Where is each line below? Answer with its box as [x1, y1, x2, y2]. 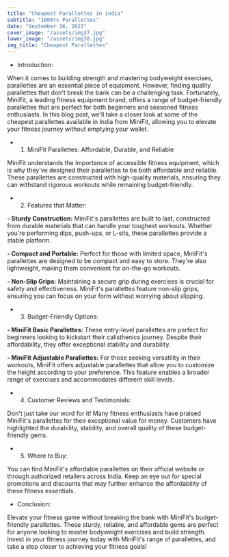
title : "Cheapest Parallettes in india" [7, 10, 124, 17]
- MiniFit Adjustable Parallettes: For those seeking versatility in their [7, 354, 201, 362]
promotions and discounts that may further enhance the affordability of [7, 480, 207, 487]
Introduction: [16, 61, 53, 69]
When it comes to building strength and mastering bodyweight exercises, [7, 74, 213, 82]
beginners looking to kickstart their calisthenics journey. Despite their [7, 333, 203, 341]
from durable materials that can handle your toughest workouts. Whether [7, 222, 213, 230]
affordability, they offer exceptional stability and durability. [7, 341, 171, 348]
